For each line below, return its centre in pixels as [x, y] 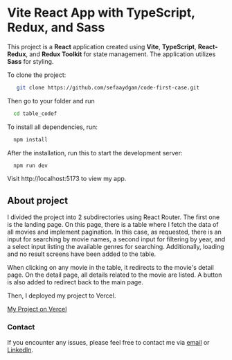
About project [37, 200]
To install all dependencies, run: [53, 127]
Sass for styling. [30, 61]
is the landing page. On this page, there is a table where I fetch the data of [113, 225]
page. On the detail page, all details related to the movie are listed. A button [115, 275]
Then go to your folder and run [51, 101]
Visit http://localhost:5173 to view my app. [67, 179]
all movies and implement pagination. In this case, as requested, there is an [114, 232]
